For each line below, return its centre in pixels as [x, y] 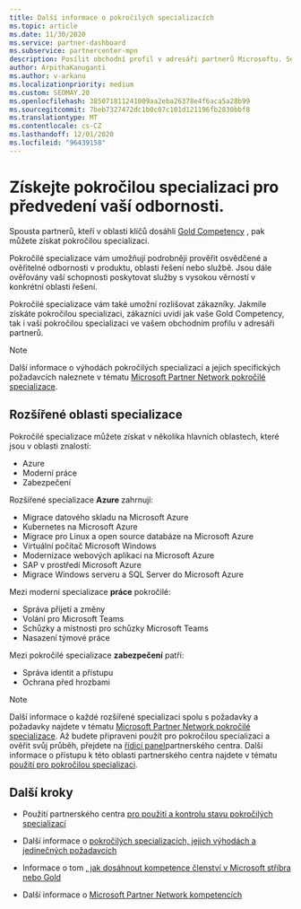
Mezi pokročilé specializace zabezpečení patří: [97, 655]
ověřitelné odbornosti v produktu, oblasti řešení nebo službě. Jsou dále [141, 267]
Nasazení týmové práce [66, 637]
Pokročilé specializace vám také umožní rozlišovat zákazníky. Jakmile [138, 304]
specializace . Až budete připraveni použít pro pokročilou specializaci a [140, 736]
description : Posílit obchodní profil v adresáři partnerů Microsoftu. [146, 59]
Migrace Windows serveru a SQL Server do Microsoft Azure [133, 574]
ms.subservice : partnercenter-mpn [74, 51]
